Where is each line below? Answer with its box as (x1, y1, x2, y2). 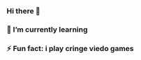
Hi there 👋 (6, 6, 41, 16)
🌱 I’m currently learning (6, 24, 88, 34)
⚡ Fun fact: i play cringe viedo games (6, 43, 134, 53)
